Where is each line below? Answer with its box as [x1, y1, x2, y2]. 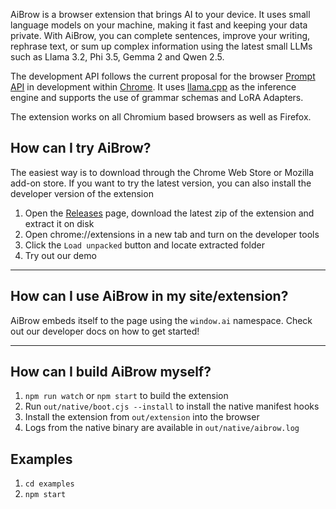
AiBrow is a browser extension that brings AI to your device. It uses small [10, 9, 311, 20]
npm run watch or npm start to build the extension [24, 390, 229, 402]
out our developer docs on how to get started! [10, 325, 200, 337]
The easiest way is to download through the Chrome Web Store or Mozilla [10, 166, 315, 178]
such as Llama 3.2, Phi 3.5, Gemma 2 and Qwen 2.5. [10, 51, 225, 63]
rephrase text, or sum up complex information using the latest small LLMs [10, 40, 313, 52]
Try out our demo [24, 249, 97, 261]
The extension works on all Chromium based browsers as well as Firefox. [10, 111, 312, 123]
